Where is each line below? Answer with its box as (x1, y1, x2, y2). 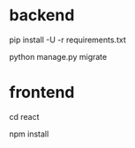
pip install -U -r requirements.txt (9, 34, 126, 45)
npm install (9, 129, 49, 139)
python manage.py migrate (9, 51, 108, 62)
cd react (9, 111, 40, 122)
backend (9, 5, 75, 26)
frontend (9, 83, 75, 102)
